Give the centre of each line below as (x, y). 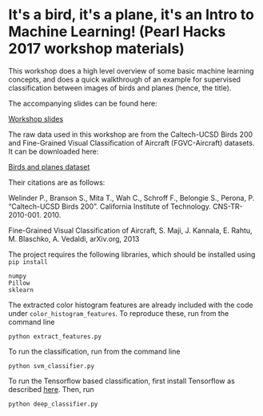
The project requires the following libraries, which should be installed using (132, 254)
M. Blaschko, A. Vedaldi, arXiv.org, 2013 (74, 238)
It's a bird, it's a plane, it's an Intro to (131, 15)
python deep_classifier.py (53, 404)
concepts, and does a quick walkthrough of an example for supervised (125, 79)
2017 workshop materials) (97, 49)
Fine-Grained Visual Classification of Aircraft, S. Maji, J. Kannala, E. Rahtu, (131, 230)
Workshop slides (36, 118)
